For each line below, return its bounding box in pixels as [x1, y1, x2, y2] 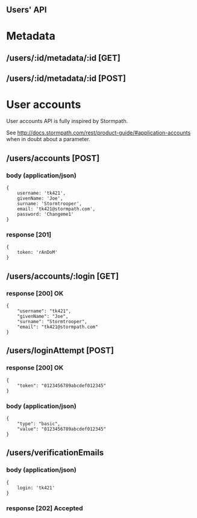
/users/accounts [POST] [6, 153, 100, 163]
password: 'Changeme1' [17, 211, 74, 217]
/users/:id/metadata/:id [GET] [6, 52, 120, 63]
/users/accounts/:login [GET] [6, 271, 119, 281]
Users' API [6, 5, 47, 15]
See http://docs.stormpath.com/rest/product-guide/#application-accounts [6, 129, 191, 136]
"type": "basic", [17, 420, 61, 427]
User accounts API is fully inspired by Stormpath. [6, 118, 128, 125]
